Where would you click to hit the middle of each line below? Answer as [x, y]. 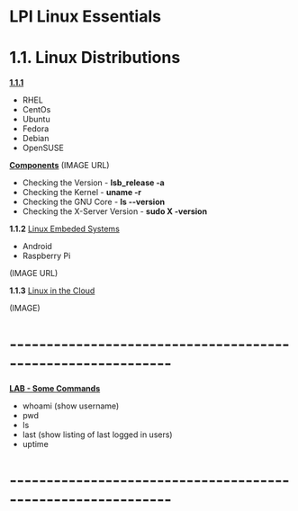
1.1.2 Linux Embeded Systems [64, 229]
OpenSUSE [43, 148]
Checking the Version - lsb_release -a [93, 183]
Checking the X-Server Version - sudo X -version [115, 211]
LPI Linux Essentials [86, 17]
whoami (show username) [71, 406]
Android [37, 247]
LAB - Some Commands [55, 389]
